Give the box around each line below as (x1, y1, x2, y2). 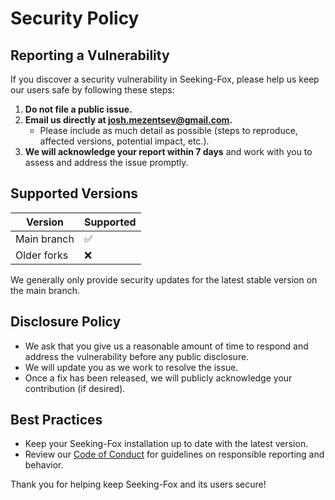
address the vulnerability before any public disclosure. (24, 350, 250, 362)
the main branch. (10, 284, 80, 296)
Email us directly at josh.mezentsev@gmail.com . (24, 114, 233, 126)
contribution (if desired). (24, 382, 126, 394)
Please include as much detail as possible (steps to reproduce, (39, 125, 298, 136)
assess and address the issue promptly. (24, 157, 189, 168)
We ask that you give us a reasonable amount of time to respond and (24, 340, 309, 352)
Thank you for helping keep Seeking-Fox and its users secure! (10, 478, 267, 491)
